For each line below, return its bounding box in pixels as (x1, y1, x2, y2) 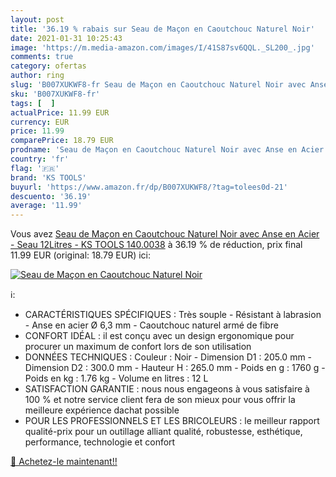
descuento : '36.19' (10, 191, 92, 201)
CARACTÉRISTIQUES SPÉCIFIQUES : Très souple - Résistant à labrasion (24, 309, 322, 321)
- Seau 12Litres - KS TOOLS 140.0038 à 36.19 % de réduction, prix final (10, 239, 303, 251)
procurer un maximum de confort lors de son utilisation (24, 341, 252, 353)
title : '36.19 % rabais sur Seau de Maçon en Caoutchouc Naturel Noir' (10, 24, 315, 34)
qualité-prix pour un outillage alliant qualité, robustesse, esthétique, (24, 426, 303, 438)
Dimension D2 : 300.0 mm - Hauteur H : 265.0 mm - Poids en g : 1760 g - (24, 362, 326, 374)
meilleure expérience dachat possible (24, 404, 180, 416)
